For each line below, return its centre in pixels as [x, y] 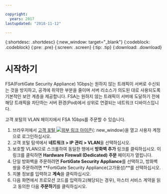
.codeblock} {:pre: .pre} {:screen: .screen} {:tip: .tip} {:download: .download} [83, 47]
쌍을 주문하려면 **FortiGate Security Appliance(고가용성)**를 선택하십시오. [86, 167]
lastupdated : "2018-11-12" [33, 23]
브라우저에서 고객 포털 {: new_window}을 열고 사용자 [82, 130]
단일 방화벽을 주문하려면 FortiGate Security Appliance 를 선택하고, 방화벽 [85, 161]
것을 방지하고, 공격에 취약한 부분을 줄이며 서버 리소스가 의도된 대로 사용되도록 [85, 90]
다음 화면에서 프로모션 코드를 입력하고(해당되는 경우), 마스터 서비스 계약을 [84, 180]
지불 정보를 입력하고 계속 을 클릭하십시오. [52, 174]
